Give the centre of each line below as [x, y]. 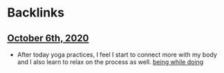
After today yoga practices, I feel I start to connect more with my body [117, 54]
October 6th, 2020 [48, 38]
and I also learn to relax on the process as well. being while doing [110, 62]
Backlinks [36, 13]
